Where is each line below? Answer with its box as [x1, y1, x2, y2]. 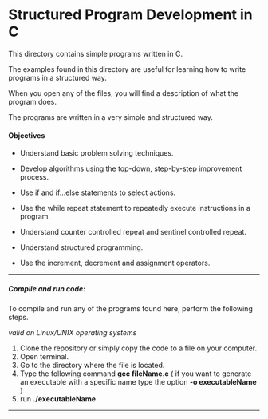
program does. [8, 97, 57, 106]
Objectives [8, 130, 45, 140]
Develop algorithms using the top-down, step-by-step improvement [19, 164, 242, 173]
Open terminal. [19, 352, 69, 362]
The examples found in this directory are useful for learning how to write [8, 64, 246, 73]
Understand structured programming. [19, 243, 144, 252]
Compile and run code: [8, 283, 86, 293]
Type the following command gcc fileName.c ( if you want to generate [19, 369, 252, 378]
